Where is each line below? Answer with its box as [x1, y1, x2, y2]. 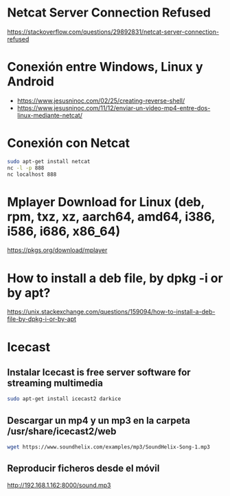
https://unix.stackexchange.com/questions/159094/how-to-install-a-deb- [7, 308, 216, 316]
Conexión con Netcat [7, 136, 130, 151]
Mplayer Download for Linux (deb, [7, 194, 205, 209]
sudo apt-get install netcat [7, 158, 91, 165]
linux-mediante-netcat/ [16, 111, 82, 119]
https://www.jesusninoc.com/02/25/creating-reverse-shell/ [16, 96, 185, 105]
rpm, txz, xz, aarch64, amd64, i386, [7, 209, 215, 225]
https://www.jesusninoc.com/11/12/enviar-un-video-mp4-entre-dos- [16, 103, 211, 112]
